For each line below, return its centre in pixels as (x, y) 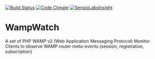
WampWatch (32, 28)
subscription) (19, 51)
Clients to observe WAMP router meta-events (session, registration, (75, 46)
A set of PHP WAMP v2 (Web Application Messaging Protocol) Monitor (78, 41)
